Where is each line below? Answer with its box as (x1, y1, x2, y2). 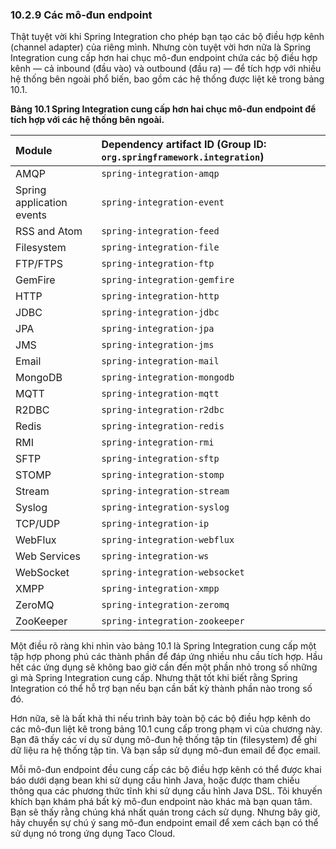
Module (15, 144, 53, 158)
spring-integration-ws (101, 551, 210, 562)
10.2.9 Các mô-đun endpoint (10, 8, 153, 22)
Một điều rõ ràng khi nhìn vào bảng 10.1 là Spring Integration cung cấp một (10, 640, 317, 652)
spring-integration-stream (101, 486, 230, 497)
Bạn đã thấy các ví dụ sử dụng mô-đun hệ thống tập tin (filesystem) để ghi (10, 734, 317, 746)
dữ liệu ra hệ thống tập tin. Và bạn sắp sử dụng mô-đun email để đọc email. (10, 744, 321, 757)
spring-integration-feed (101, 226, 220, 237)
